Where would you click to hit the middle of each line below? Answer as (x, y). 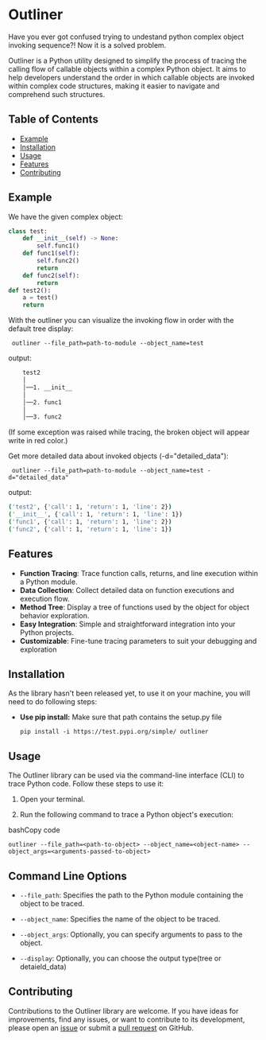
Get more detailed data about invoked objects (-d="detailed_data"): (118, 456)
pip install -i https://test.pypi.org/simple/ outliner (114, 732)
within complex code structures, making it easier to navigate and (114, 86)
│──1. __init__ (48, 388)
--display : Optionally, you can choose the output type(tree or (120, 958)
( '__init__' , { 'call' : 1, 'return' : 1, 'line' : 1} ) (95, 515)
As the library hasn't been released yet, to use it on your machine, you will (129, 693)
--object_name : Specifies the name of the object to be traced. (120, 919)
